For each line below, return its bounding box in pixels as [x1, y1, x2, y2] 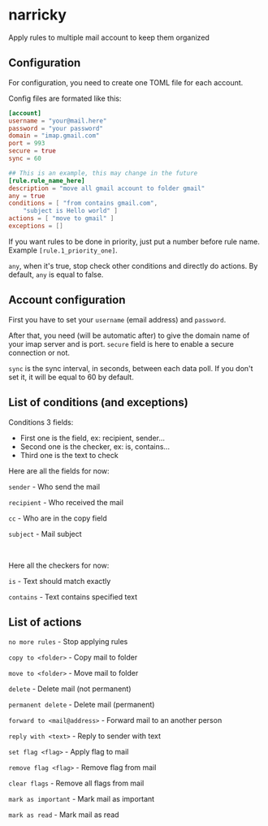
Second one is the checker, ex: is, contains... [19, 441, 171, 452]
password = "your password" [8, 124, 104, 132]
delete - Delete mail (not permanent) [8, 684, 132, 694]
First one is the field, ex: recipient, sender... [19, 433, 165, 443]
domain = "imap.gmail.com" [8, 132, 100, 140]
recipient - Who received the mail [8, 497, 124, 507]
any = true [8, 192, 45, 200]
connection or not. [8, 348, 71, 357]
